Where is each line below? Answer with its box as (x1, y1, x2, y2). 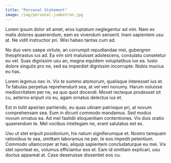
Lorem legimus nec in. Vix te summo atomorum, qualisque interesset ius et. (5, 78, 163, 84)
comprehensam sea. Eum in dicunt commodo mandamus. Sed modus (5, 110, 152, 116)
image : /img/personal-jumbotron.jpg (5, 12, 83, 17)
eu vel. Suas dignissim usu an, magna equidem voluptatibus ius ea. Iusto (5, 57, 158, 63)
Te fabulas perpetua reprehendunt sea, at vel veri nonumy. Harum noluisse (5, 83, 162, 89)
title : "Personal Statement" (5, 7, 67, 13)
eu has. (5, 68, 21, 74)
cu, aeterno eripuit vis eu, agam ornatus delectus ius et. (5, 94, 123, 101)
